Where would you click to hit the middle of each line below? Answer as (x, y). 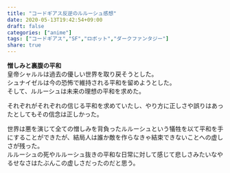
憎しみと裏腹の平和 (34, 65)
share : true (24, 45)
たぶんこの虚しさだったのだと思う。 (88, 163)
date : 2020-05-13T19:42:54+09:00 (55, 20)
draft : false (26, 26)
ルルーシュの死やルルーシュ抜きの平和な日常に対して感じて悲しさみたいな (112, 154)
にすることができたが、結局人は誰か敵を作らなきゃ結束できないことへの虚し (115, 137)
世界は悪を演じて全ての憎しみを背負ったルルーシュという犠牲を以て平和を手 (115, 129)
